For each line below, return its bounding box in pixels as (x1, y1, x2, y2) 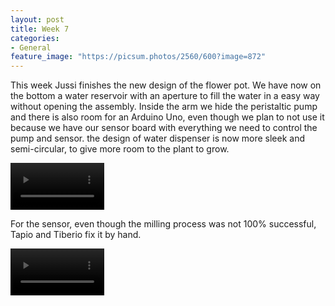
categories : (10, 33, 60, 43)
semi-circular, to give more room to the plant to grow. (10, 143, 230, 155)
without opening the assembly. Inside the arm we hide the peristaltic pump (10, 101, 318, 113)
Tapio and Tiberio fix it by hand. (10, 229, 142, 241)
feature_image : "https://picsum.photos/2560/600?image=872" (10, 52, 267, 62)
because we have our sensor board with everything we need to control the (10, 122, 318, 134)
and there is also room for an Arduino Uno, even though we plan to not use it (10, 111, 325, 123)
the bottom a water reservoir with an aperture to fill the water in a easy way (10, 90, 320, 102)
